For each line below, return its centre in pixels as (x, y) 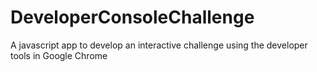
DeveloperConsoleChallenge (132, 17)
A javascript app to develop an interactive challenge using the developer (159, 45)
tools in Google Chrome (59, 55)
